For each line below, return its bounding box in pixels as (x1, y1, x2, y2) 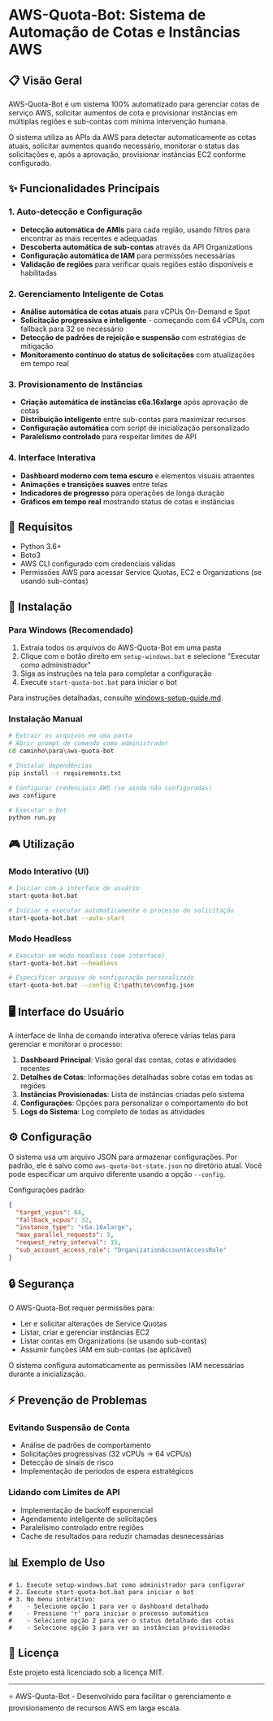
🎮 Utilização (8, 837, 75, 851)
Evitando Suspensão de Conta (8, 1422, 130, 1433)
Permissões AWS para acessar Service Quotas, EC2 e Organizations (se (19, 568, 262, 577)
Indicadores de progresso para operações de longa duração (19, 488, 225, 498)
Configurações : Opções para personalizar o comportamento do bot (19, 1098, 249, 1108)
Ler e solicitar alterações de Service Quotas (19, 1318, 167, 1328)
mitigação (19, 341, 54, 351)
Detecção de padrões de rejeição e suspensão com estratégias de (19, 332, 246, 342)
